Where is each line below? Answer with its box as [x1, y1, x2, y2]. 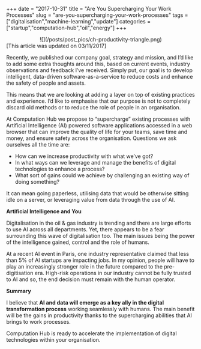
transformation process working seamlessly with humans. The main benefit [6, 306, 195, 312]
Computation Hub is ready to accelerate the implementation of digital [6, 330, 177, 337]
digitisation [6, 270, 34, 276]
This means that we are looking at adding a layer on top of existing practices [6, 91, 195, 98]
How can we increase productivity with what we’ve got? [14, 153, 154, 160]
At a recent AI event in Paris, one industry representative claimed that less [6, 250, 189, 257]
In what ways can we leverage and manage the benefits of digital [14, 159, 176, 166]
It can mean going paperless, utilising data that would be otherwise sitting [6, 190, 189, 197]
